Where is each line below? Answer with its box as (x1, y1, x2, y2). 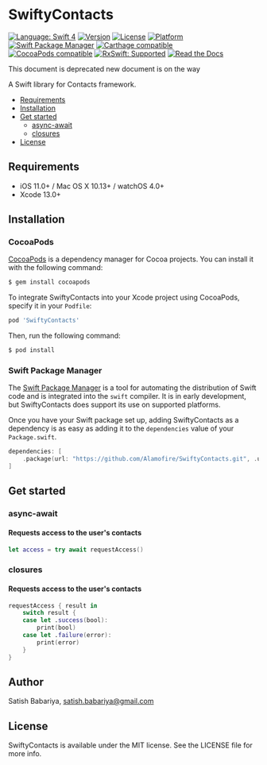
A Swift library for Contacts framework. (8, 79, 137, 89)
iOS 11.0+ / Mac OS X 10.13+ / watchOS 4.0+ (19, 181, 164, 191)
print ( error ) (37, 638, 80, 647)
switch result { (22, 609, 77, 617)
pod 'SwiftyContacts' (8, 316, 80, 325)
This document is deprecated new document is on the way (8, 64, 201, 73)
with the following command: (8, 263, 103, 272)
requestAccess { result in (8, 601, 98, 609)
